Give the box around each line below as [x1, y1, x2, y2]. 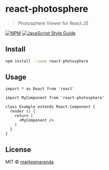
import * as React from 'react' [5, 86, 75, 91]
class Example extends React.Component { [5, 104, 96, 109]
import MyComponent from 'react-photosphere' [5, 96, 104, 101]
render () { [10, 109, 36, 114]
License [5, 145, 31, 154]
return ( [14, 114, 33, 119]
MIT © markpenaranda [5, 159, 54, 165]
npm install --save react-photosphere [5, 59, 88, 64]
